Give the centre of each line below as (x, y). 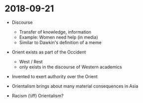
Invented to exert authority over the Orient (55, 76)
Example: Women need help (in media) (59, 37)
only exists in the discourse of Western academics (71, 67)
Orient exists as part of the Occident (49, 52)
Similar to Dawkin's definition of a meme (60, 42)
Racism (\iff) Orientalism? (38, 96)
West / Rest (31, 61)
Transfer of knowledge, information (55, 32)
